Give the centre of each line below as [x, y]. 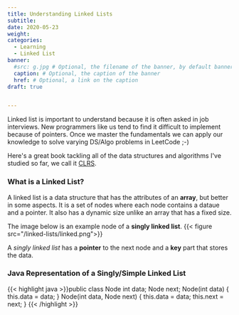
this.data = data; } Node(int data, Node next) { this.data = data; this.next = [116, 297]
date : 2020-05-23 [33, 27]
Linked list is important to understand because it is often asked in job [108, 119]
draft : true [25, 87]
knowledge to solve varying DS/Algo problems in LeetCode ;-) [99, 142]
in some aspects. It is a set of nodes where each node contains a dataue [113, 205]
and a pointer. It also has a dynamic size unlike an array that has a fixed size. [119, 212]
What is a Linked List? [46, 182]
